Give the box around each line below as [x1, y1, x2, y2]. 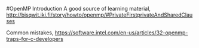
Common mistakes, [6, 29, 54, 36]
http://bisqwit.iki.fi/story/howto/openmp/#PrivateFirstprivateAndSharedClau [6, 11, 193, 18]
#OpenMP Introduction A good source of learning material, [6, 5, 151, 12]
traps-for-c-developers [6, 36, 64, 42]
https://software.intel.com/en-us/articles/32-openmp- [54, 29, 188, 36]
